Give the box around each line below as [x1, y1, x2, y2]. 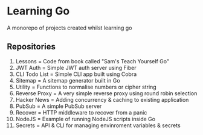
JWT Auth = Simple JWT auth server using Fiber [15, 64, 137, 71]
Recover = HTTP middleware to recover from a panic [15, 108, 147, 116]
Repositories [7, 42, 56, 52]
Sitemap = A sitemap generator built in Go [15, 77, 120, 84]
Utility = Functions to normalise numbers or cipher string [15, 83, 156, 90]
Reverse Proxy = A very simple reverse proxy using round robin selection [15, 89, 198, 97]
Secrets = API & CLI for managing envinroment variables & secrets [15, 122, 181, 129]
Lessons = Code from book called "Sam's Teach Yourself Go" [15, 57, 170, 64]
